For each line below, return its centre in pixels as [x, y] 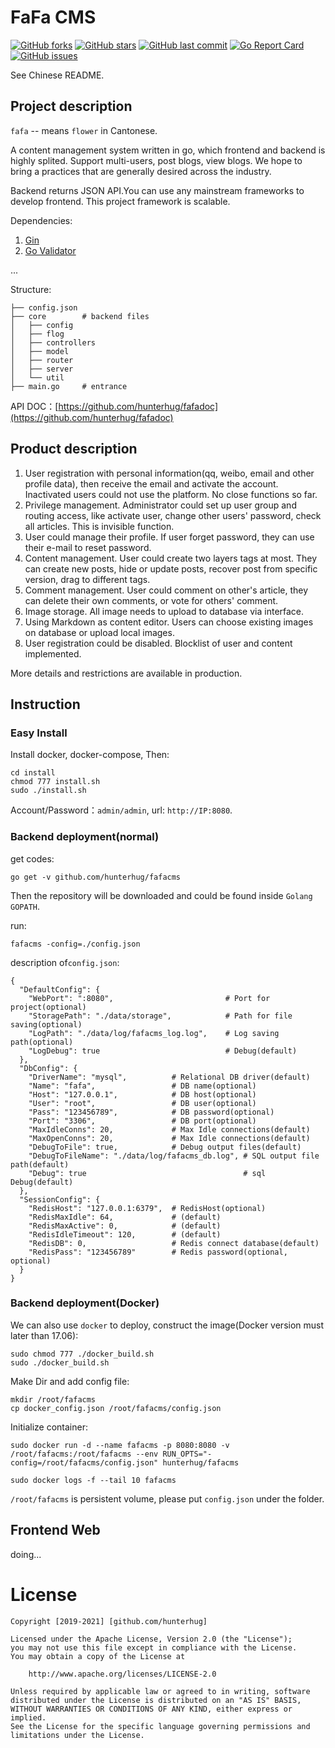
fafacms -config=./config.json [75, 944]
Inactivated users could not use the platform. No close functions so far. [171, 494]
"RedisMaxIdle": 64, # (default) [125, 1217]
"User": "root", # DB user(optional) [142, 1103]
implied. [28, 1717]
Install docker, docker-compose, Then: [90, 755]
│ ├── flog [37, 334]
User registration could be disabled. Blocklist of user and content [158, 643]
